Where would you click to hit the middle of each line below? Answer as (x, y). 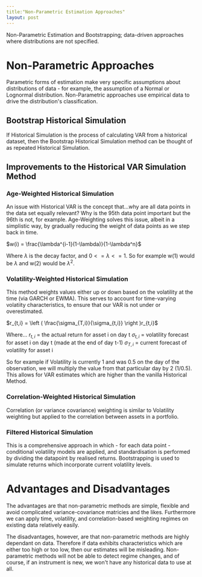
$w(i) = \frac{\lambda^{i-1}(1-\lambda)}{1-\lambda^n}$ (74, 244)
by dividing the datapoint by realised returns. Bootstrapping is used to (93, 458)
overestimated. (25, 311)
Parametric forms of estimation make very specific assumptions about (93, 82)
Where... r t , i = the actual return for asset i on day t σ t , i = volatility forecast (97, 335)
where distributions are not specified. (53, 41)
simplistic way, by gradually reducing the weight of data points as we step (98, 226)
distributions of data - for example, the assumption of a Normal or (88, 89)
